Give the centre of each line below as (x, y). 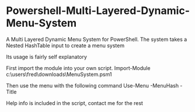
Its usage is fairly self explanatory (47, 57)
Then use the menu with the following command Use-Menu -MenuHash (93, 85)
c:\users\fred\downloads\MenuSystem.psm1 (59, 74)
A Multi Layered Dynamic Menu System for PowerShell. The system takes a (97, 39)
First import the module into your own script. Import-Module (78, 68)
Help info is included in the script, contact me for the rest (74, 103)
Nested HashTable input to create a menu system (65, 45)
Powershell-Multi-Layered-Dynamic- (98, 11)
